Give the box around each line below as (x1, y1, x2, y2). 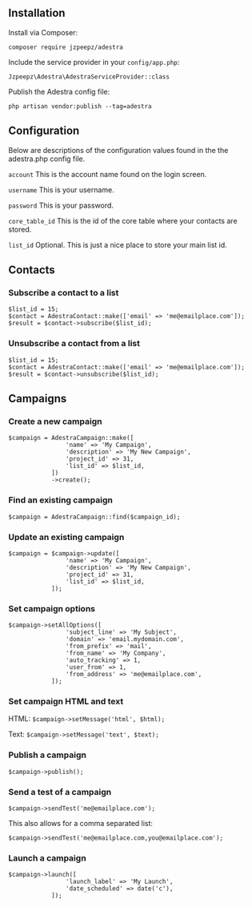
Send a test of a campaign (8, 786, 112, 797)
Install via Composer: (8, 27, 78, 37)
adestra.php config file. (8, 154, 86, 163)
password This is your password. (8, 200, 114, 210)
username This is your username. (8, 184, 114, 195)
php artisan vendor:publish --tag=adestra (8, 102, 152, 111)
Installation (8, 6, 66, 20)
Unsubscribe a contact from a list (8, 338, 140, 349)
